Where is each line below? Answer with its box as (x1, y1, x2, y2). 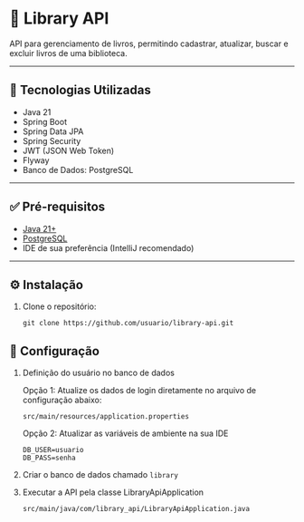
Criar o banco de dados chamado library (22, 469, 179, 480)
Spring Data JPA (22, 126, 84, 137)
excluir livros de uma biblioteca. (9, 47, 128, 58)
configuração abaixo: (22, 394, 102, 406)
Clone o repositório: (22, 301, 97, 312)
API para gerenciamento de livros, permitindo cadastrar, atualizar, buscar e (9, 38, 289, 49)
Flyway (22, 154, 50, 166)
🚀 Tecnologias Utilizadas (9, 82, 151, 98)
